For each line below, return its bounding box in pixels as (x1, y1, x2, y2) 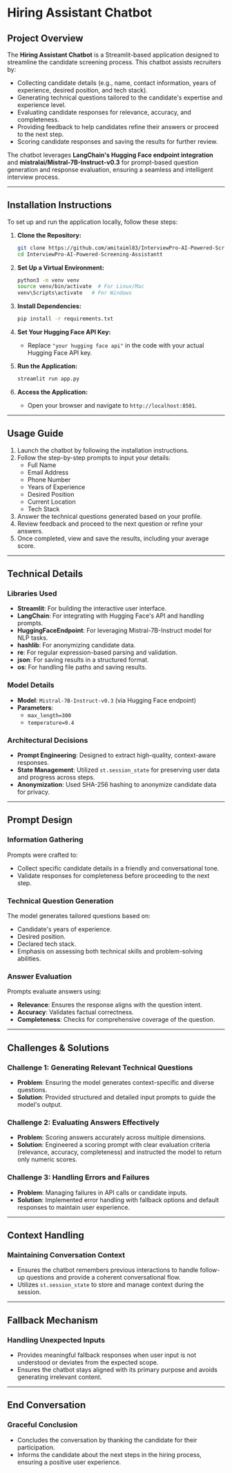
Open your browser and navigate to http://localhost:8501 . (27, 401, 197, 409)
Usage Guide (7, 428, 64, 439)
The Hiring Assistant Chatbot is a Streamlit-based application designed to (7, 50, 220, 59)
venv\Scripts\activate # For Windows (17, 289, 133, 296)
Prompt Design (7, 814, 73, 826)
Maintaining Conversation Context (7, 1250, 126, 1260)
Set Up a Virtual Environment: (17, 263, 105, 272)
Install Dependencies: (17, 302, 81, 310)
